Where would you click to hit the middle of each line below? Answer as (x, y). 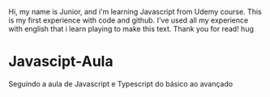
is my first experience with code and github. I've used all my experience (129, 20)
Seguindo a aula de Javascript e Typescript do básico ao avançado (121, 83)
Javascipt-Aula (61, 62)
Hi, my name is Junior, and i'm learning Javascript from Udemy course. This (135, 12)
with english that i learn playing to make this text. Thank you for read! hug (131, 29)
